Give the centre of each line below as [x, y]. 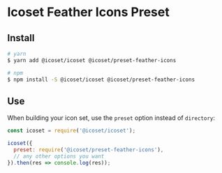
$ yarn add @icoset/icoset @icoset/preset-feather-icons [92, 60]
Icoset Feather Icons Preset [88, 12]
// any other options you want [59, 156]
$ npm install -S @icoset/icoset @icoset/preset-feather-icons [101, 80]
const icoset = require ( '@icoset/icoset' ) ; [72, 131]
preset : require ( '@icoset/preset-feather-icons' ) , [89, 150]
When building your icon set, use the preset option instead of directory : [111, 118]
